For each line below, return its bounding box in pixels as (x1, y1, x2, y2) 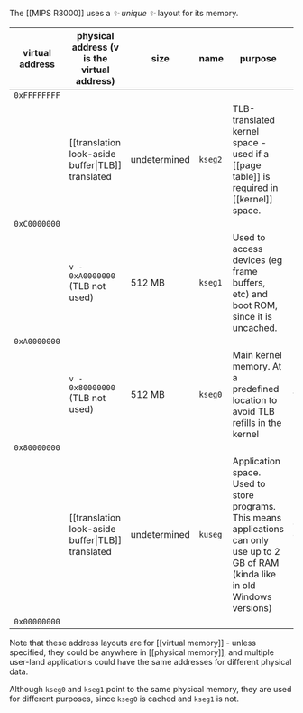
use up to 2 (232, 546, 281, 558)
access (232, 243, 263, 255)
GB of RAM (232, 557, 280, 568)
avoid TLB (232, 406, 275, 417)
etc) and (232, 288, 269, 300)
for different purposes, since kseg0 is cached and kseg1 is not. (9, 693, 240, 704)
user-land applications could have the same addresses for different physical (9, 657, 292, 667)
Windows (232, 591, 272, 603)
